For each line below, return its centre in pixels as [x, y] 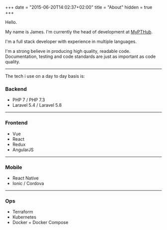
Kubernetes [24, 217]
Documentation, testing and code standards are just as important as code [81, 56]
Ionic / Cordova [28, 183]
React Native [25, 178]
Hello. [11, 22]
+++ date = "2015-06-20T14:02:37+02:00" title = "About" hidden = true [79, 7]
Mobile [14, 167]
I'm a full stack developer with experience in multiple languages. [71, 41]
